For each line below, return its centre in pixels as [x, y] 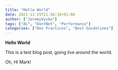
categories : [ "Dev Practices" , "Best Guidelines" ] [59, 28]
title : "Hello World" [28, 10]
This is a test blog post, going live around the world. [59, 52]
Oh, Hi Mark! [18, 62]
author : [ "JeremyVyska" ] [31, 19]
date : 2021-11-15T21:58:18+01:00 [40, 14]
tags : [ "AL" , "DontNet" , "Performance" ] [48, 24]
